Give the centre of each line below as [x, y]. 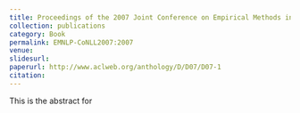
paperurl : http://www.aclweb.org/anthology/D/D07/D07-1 [115, 68]
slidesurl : [29, 59]
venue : [21, 51]
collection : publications [57, 26]
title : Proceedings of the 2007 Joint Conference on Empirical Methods [145, 17]
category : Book [37, 34]
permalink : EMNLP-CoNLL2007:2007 [71, 42]
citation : [28, 76]
